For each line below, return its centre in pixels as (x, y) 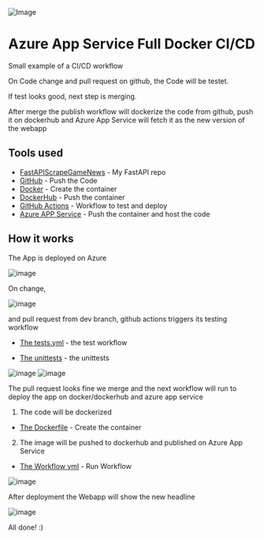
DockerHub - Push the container (72, 197)
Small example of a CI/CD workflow (66, 65)
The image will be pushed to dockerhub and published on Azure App (131, 442)
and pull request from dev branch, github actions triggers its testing (118, 318)
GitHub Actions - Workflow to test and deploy (93, 206)
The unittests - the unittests (65, 358)
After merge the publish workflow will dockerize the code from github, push (131, 111)
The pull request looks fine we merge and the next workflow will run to (122, 388)
